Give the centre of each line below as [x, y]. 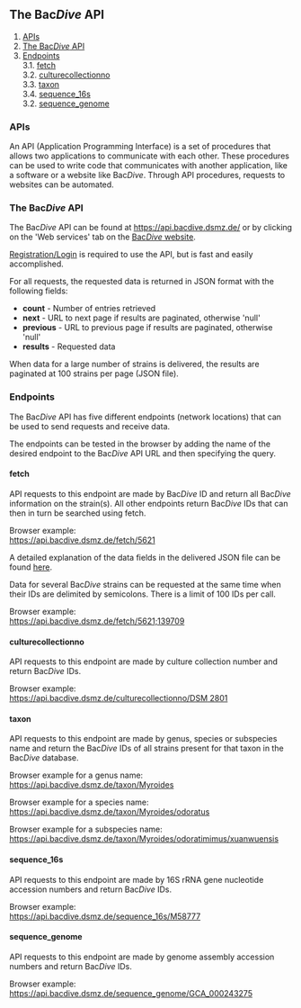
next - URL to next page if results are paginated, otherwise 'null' [141, 318]
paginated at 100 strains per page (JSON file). [94, 373]
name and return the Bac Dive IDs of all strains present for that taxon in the [147, 748]
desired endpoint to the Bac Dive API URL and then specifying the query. [143, 453]
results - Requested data [69, 346]
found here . [31, 567]
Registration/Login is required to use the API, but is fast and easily [131, 255]
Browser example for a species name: [80, 802]
